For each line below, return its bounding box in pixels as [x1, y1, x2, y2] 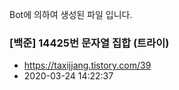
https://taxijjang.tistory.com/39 [23, 59, 152, 72]
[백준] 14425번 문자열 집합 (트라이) [9, 36, 170, 50]
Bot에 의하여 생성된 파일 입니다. [9, 9, 133, 20]
